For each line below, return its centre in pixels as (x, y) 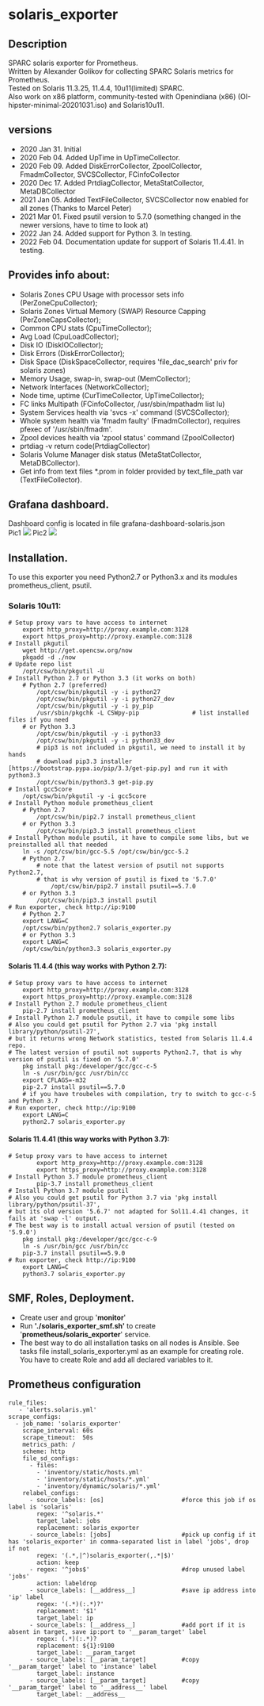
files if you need (38, 719)
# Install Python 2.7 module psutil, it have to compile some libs (122, 1018)
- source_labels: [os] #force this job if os (143, 1500)
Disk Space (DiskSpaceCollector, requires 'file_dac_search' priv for (129, 362)
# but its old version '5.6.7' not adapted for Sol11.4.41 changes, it (128, 1211)
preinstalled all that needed (58, 845)
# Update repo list (40, 664)
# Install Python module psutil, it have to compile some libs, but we (128, 838)
